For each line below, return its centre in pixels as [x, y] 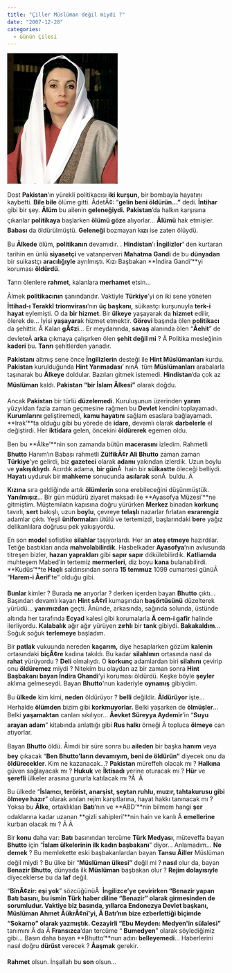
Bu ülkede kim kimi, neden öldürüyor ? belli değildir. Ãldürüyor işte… [106, 697]
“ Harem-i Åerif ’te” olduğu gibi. [51, 577]
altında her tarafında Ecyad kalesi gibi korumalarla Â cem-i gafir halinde [110, 619]
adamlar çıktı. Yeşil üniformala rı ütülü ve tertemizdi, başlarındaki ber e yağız [115, 519]
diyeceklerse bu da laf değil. [48, 877]
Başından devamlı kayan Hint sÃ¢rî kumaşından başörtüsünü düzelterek [111, 601]
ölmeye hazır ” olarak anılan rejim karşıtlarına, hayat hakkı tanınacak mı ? [110, 799]
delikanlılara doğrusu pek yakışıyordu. [61, 527]
